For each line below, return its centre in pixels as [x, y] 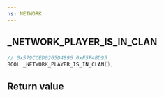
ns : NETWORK [24, 14]
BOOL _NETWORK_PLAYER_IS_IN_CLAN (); [60, 65]
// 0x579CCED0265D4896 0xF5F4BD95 [58, 58]
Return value [36, 86]
